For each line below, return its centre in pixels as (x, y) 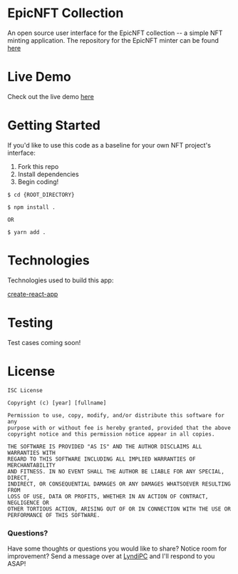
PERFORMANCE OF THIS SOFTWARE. (54, 515)
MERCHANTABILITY (31, 465)
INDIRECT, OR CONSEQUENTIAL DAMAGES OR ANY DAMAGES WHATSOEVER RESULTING (119, 484)
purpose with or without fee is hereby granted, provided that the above (119, 428)
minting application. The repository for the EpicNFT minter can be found (113, 40)
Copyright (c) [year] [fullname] (57, 403)
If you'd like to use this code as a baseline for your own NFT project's (109, 145)
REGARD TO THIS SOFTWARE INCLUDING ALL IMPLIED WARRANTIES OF (102, 459)
